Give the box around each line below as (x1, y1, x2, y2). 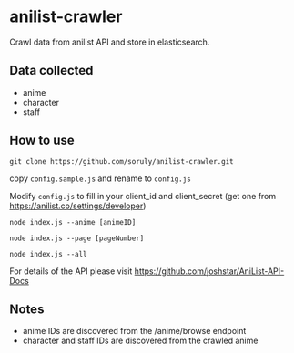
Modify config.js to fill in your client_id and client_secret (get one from (9, 190, 277, 201)
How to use (9, 133, 75, 148)
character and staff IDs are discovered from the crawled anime (22, 335, 259, 347)
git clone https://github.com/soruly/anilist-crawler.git (9, 156, 234, 166)
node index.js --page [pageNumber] (9, 234, 145, 243)
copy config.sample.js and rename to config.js (9, 173, 191, 184)
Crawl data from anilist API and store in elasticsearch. (9, 36, 210, 47)
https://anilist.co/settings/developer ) (9, 200, 147, 211)
